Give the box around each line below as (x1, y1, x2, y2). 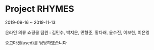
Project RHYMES (5, 3, 75, 15)
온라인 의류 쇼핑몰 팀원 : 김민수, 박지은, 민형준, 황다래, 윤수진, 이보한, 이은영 (5, 29, 150, 35)
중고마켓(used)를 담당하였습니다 (5, 40, 67, 46)
